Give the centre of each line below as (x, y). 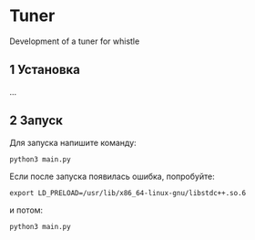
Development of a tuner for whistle (75, 41)
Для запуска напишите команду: (73, 142)
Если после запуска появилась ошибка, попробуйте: (112, 176)
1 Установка (45, 70)
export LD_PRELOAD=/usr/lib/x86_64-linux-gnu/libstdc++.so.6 (128, 193)
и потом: (26, 210)
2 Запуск (36, 121)
